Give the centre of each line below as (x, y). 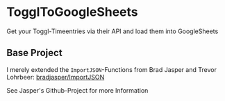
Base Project (35, 53)
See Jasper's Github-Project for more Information (77, 90)
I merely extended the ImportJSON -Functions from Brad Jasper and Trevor (111, 69)
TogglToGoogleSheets (72, 12)
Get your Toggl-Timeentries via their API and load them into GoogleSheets (112, 31)
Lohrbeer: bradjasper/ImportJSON (56, 77)
